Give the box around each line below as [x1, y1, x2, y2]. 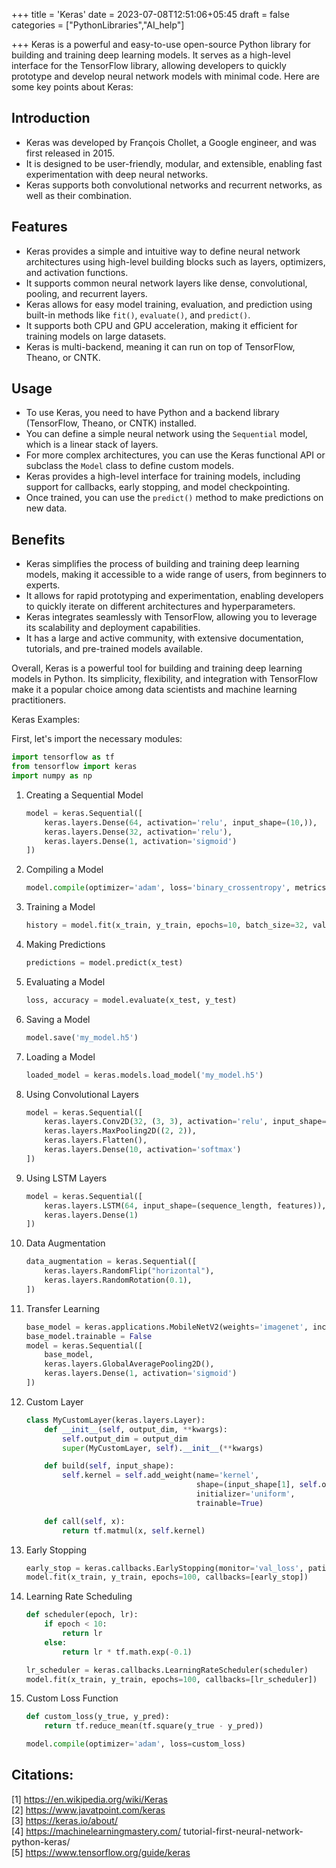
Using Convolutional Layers [25, 1088, 139, 1100]
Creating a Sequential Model [25, 789, 144, 801]
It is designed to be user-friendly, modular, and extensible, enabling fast [25, 157, 323, 169]
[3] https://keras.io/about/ [11, 1814, 118, 1826]
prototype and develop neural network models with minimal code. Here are [11, 70, 320, 82]
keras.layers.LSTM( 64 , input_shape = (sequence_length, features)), [44, 1200, 327, 1211]
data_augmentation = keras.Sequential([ [25, 1257, 197, 1267]
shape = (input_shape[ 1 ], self [195, 1480, 318, 1490]
